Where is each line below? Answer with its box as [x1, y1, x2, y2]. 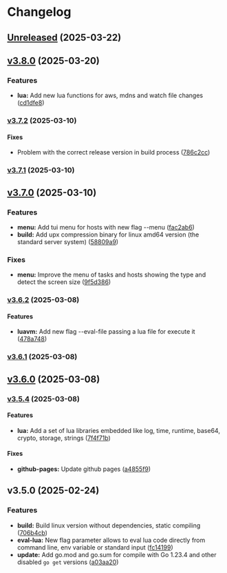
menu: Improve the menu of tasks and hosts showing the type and [17, 270, 206, 279]
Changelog [7, 4, 72, 20]
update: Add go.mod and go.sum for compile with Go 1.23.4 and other [17, 550, 217, 559]
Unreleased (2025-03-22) [7, 32, 122, 43]
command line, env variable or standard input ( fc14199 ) [17, 543, 173, 552]
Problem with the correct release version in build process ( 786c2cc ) [17, 148, 210, 157]
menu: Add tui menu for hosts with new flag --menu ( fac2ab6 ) [17, 223, 195, 231]
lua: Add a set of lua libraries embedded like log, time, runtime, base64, [17, 426, 220, 434]
